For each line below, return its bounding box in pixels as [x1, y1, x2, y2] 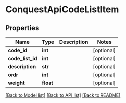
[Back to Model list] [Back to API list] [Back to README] [5, 92, 121, 98]
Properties [5, 24, 39, 32]
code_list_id [8, 55, 37, 62]
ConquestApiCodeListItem [5, 4, 119, 15]
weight [8, 79, 25, 86]
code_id [8, 47, 28, 54]
